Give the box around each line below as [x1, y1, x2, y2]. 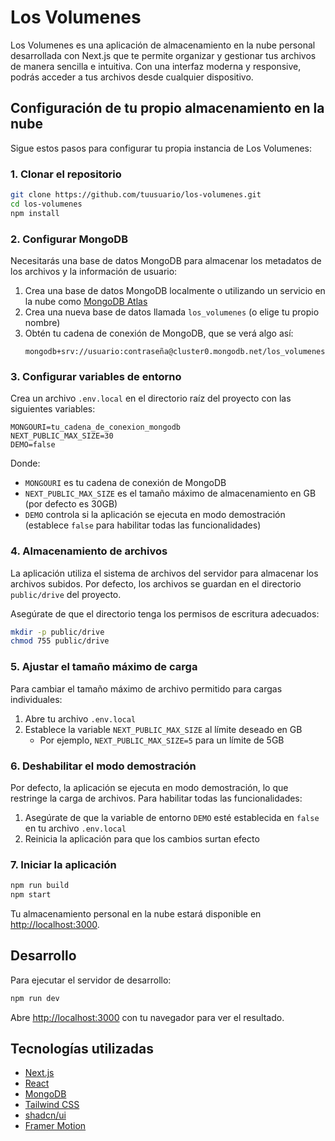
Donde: [10, 457, 41, 470]
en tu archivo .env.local [24, 822, 127, 834]
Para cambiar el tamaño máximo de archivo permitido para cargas [10, 682, 283, 695]
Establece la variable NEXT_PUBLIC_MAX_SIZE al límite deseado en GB [24, 723, 303, 735]
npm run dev [10, 993, 60, 1003]
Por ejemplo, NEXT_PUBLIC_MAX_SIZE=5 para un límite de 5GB [39, 734, 285, 746]
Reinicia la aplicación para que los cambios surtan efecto [24, 832, 260, 845]
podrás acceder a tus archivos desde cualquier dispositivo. [10, 71, 254, 83]
